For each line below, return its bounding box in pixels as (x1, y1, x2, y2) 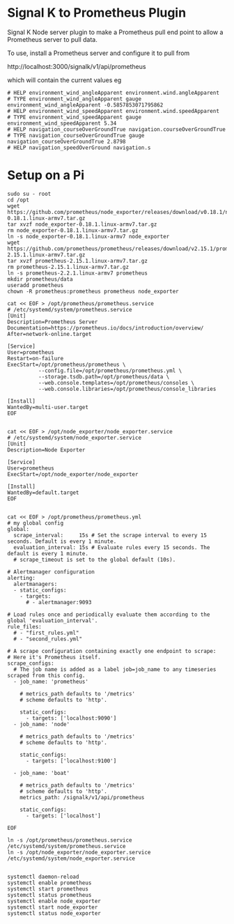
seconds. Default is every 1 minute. (7, 538, 117, 545)
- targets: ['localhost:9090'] (25, 714, 117, 722)
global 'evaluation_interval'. (7, 617, 98, 624)
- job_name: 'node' (13, 721, 70, 727)
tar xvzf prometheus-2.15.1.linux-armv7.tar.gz (7, 257, 148, 264)
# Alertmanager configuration (7, 568, 95, 576)
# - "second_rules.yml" (13, 636, 82, 642)
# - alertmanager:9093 (25, 599, 92, 606)
